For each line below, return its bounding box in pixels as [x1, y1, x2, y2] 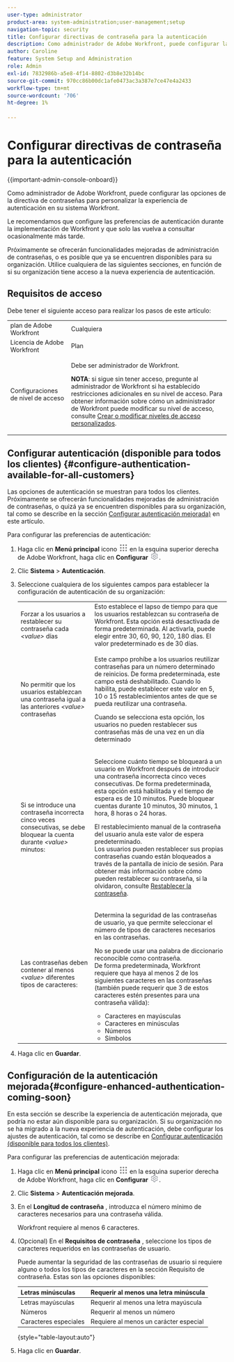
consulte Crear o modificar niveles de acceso [70, 412, 201, 420]
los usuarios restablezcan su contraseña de [94, 610, 219, 618]
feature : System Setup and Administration [7, 56, 132, 63]
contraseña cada [20, 625, 70, 633]
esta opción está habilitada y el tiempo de [94, 787, 214, 795]
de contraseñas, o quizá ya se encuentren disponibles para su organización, [7, 502, 226, 511]
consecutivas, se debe [20, 823, 86, 831]
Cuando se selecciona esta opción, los [94, 713, 205, 721]
